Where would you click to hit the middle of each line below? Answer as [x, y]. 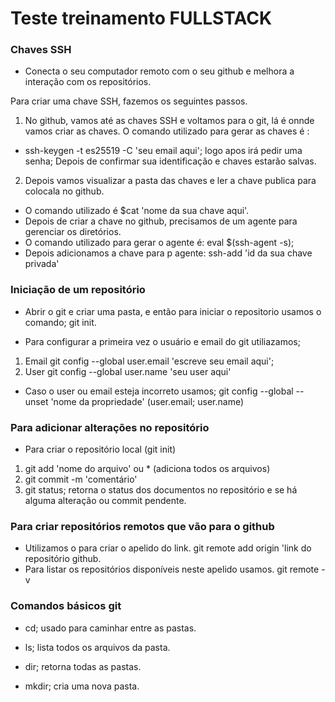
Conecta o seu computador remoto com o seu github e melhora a [159, 71]
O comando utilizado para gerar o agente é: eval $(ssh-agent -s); [159, 243]
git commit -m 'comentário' [81, 479]
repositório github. [63, 559]
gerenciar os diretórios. [73, 232]
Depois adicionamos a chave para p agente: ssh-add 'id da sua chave [168, 253]
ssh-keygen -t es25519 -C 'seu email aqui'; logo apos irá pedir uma [163, 151]
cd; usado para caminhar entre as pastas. [110, 628]
